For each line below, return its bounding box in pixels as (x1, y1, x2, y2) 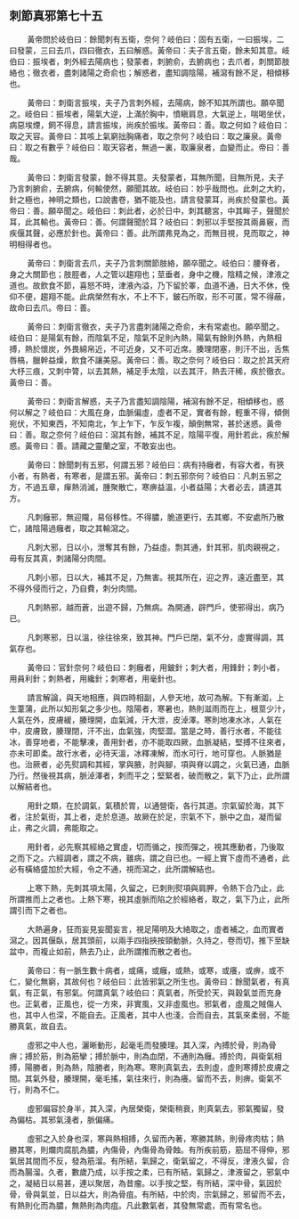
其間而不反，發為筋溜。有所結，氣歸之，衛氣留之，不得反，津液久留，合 (24, 1155, 290, 1166)
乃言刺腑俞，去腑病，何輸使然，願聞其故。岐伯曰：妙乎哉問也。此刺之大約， (9, 183, 290, 193)
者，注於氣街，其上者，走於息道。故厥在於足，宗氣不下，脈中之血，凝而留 (9, 811, 282, 822)
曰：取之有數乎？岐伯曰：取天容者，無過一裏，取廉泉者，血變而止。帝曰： (9, 142, 282, 152)
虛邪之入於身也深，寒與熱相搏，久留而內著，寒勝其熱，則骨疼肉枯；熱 (26, 1133, 285, 1143)
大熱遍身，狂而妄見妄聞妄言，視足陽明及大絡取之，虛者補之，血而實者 (26, 923, 285, 934)
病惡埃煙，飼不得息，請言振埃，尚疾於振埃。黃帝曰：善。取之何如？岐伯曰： (9, 119, 290, 130)
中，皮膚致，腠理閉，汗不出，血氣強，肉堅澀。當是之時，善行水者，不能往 (9, 725, 282, 736)
